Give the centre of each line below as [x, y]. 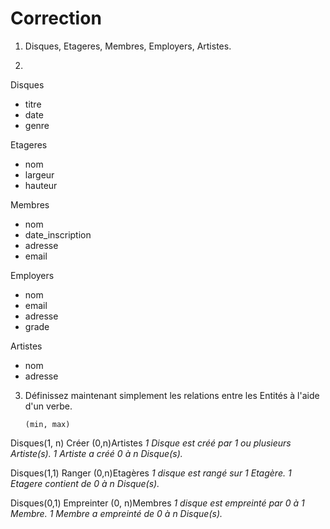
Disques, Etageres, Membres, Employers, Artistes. [128, 46]
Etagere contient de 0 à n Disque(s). [85, 483]
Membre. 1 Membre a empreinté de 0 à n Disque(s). [116, 513]
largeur [39, 174]
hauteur [41, 185]
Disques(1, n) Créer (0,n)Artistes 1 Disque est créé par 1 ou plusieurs [151, 443]
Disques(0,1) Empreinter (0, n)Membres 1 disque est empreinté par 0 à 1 [157, 503]
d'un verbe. [48, 406]
